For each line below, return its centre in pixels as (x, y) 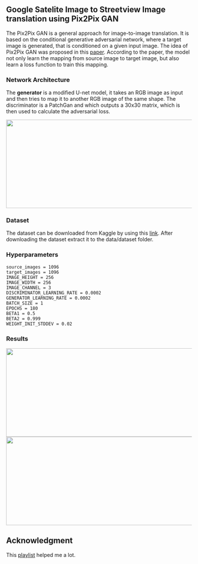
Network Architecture (38, 80)
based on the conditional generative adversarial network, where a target (94, 39)
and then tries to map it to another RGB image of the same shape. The (91, 99)
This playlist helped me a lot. (41, 555)
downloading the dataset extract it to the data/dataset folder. (80, 240)
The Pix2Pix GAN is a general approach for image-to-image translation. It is (98, 33)
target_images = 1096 (33, 272)
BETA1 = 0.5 (21, 313)
